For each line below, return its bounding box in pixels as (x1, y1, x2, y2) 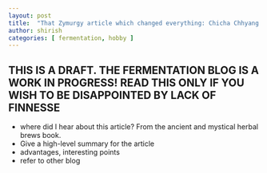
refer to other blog (19, 156, 81, 166)
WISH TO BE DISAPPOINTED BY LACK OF (8, 88, 217, 102)
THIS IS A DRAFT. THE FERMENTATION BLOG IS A (8, 63, 260, 77)
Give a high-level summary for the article (19, 139, 155, 148)
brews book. (19, 131, 62, 140)
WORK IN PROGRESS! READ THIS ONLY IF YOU (8, 76, 245, 89)
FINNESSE (8, 100, 61, 114)
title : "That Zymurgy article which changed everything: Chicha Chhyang (8, 19, 260, 27)
